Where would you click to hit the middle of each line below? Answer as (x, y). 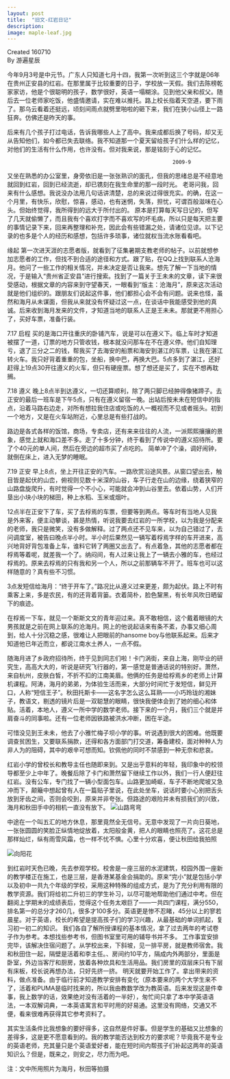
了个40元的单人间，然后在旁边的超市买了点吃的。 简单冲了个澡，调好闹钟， (114, 448)
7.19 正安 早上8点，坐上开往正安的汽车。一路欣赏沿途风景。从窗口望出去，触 (115, 472)
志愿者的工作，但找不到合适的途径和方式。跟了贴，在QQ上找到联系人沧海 (116, 259)
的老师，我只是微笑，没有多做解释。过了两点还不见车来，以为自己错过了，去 (115, 529)
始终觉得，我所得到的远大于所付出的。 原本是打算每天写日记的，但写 (122, 210)
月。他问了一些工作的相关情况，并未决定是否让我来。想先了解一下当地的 (109, 267)
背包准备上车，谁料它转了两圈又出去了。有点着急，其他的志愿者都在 (127, 546)
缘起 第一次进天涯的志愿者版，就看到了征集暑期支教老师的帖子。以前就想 (110, 250)
